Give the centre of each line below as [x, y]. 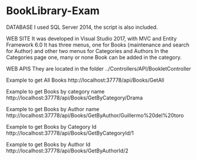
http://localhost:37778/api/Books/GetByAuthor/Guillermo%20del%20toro [95, 115]
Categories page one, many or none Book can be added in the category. [94, 57]
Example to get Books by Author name [53, 109]
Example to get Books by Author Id [48, 144]
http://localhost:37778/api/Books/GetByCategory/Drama [75, 98]
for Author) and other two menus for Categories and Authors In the [87, 51]
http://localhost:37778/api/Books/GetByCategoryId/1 [70, 133]
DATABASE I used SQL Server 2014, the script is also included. [82, 27]
